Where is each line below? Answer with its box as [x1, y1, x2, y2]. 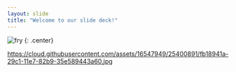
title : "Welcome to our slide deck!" [7, 17, 118, 24]
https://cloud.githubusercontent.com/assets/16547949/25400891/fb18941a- [7, 50, 229, 58]
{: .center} [24, 36, 54, 44]
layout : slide [7, 10, 49, 17]
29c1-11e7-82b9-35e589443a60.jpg [7, 57, 113, 65]
